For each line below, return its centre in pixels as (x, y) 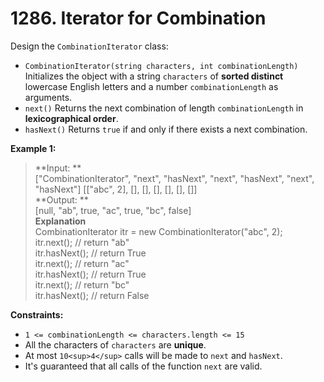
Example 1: (33, 148)
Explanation (60, 221)
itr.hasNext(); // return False (92, 295)
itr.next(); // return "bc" (82, 284)
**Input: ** (58, 168)
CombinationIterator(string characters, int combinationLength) (161, 66)
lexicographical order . (71, 118)
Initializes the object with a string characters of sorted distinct (154, 76)
